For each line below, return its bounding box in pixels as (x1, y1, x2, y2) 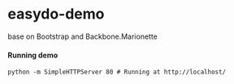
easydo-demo (7, 5, 105, 23)
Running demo (7, 50, 58, 60)
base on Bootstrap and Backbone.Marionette (7, 31, 158, 41)
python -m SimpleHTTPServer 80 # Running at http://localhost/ (7, 68, 227, 77)
